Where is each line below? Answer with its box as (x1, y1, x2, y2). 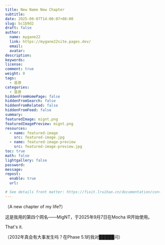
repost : (5, 171, 21, 177)
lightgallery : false (5, 158, 48, 163)
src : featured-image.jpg (14, 135, 65, 140)
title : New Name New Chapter (5, 7, 65, 12)
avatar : (9, 48, 26, 53)
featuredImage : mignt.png (5, 116, 58, 122)
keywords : (5, 57, 26, 62)
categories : (5, 84, 29, 90)
